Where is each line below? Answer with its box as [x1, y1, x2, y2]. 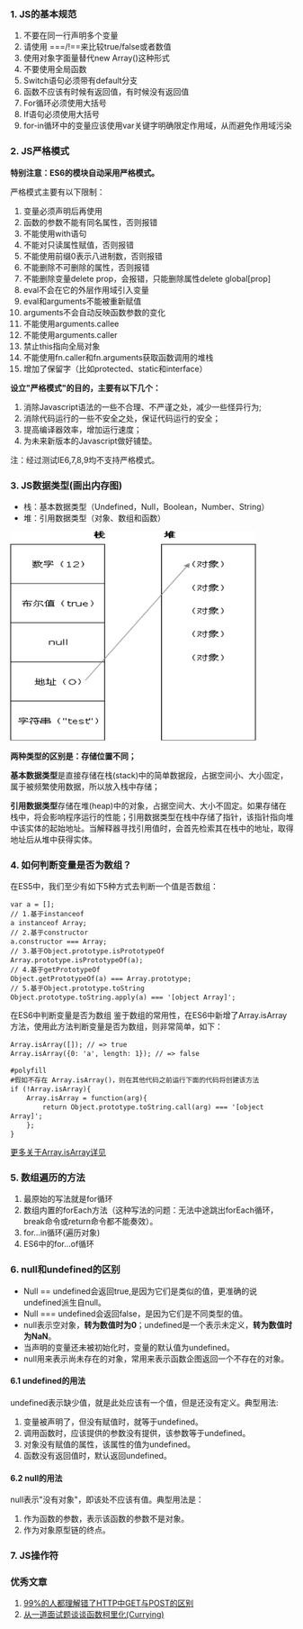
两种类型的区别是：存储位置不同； [10, 751, 137, 761]
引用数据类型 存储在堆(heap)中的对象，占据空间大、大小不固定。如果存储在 [10, 800, 287, 811]
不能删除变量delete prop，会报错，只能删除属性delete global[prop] [22, 273, 271, 284]
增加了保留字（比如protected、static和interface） [22, 363, 208, 374]
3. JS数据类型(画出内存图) [10, 479, 122, 492]
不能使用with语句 [22, 228, 87, 239]
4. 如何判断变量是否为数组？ [10, 859, 132, 871]
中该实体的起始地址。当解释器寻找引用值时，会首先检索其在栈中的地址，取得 [10, 823, 294, 833]
